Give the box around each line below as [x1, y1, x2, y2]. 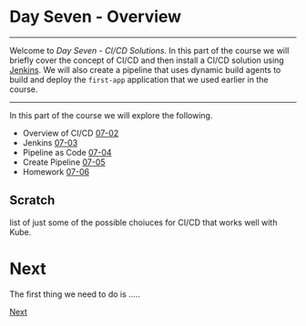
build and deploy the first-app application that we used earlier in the [9, 74, 269, 85]
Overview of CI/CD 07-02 [22, 127, 119, 138]
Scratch [9, 193, 56, 209]
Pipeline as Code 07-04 [22, 147, 112, 158]
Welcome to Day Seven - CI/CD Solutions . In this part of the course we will [9, 45, 290, 56]
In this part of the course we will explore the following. [9, 109, 213, 120]
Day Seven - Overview [9, 6, 182, 27]
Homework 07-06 [22, 166, 89, 177]
